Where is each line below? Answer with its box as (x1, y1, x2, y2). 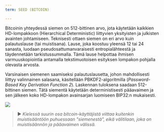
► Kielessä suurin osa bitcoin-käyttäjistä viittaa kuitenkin (17, 111, 134, 117)
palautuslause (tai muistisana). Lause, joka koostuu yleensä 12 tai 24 (5, 40, 144, 47)
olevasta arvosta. (5, 62, 40, 67)
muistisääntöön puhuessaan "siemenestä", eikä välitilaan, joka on (17, 116, 152, 122)
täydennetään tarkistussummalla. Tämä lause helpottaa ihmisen (5, 51, 134, 57)
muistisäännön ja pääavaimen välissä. (17, 121, 96, 127)
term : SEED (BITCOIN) (5, 7, 50, 12)
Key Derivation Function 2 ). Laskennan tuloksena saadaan (19, 82, 137, 88)
